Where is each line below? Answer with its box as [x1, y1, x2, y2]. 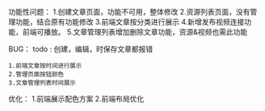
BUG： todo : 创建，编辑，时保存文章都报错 [8, 44, 154, 54]
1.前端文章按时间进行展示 [8, 62, 82, 70]
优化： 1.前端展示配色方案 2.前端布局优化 [8, 94, 145, 103]
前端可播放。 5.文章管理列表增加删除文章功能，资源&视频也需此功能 [22, 27, 248, 36]
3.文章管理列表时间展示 [8, 79, 77, 87]
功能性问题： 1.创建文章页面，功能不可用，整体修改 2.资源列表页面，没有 [8, 7, 250, 16]
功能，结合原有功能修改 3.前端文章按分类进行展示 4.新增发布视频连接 [15, 17, 245, 27]
